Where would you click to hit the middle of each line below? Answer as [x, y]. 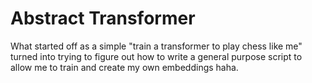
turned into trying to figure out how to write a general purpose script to [156, 56]
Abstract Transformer [103, 18]
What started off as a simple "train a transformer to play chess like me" [156, 46]
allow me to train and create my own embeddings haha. [124, 67]
